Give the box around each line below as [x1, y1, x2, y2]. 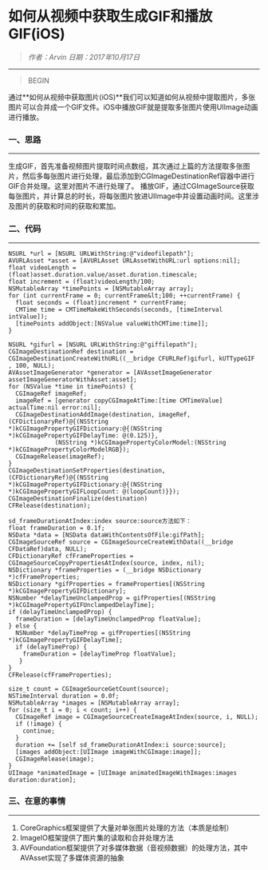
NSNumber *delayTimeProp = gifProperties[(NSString [15, 629, 191, 637]
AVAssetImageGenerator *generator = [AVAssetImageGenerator [8, 369, 213, 377]
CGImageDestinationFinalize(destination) [8, 494, 148, 502]
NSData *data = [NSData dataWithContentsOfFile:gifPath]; [8, 531, 205, 539]
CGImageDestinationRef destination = [8, 347, 134, 356]
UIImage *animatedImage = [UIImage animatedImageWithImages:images [8, 768, 238, 776]
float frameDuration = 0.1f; [8, 524, 105, 532]
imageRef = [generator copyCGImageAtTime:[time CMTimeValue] [15, 397, 223, 405]
